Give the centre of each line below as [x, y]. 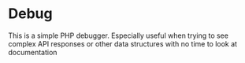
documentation [33, 52]
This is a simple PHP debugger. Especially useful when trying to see [118, 35]
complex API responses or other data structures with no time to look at [123, 43]
